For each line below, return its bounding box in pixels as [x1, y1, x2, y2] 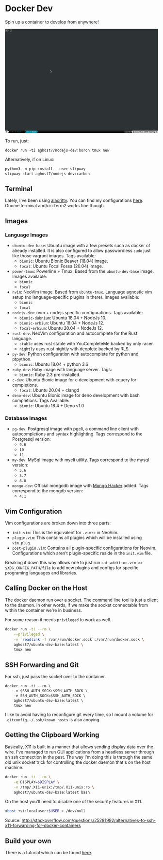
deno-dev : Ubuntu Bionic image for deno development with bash [12, 392, 140, 398]
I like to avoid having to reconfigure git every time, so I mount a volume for [5, 712, 154, 717]
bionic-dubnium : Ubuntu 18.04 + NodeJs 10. [19, 315, 107, 321]
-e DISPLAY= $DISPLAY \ [14, 779, 60, 785]
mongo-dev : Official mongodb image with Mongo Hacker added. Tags [12, 483, 149, 489]
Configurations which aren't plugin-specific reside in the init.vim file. [12, 550, 152, 556]
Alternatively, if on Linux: [5, 157, 55, 162]
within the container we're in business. [5, 607, 82, 613]
